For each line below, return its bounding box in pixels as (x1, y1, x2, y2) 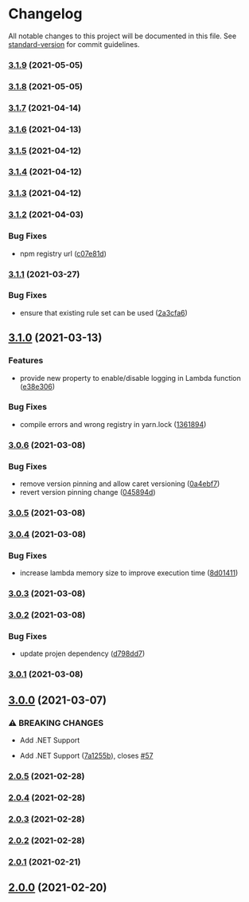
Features (8, 355, 44, 367)
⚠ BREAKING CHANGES (8, 717, 104, 728)
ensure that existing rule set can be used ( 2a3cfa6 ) (19, 308, 189, 317)
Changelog (8, 5, 83, 23)
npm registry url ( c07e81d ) (19, 249, 107, 258)
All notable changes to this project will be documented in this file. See (8, 31, 237, 41)
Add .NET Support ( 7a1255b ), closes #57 (19, 751, 154, 760)
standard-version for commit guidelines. (8, 39, 140, 49)
